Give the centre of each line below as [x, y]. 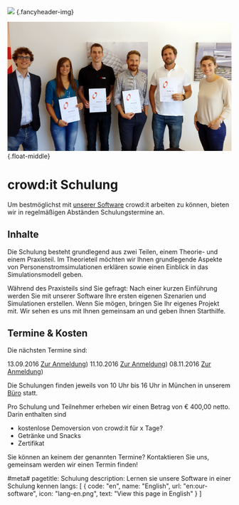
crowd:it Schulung [63, 185]
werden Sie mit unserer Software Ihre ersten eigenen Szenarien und [107, 296]
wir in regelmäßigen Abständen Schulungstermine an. [86, 212]
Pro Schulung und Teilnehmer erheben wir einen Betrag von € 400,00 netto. [119, 407]
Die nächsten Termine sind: [47, 350]
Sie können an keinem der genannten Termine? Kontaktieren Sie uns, [108, 457]
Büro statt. [22, 393]
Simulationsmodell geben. [46, 274]
